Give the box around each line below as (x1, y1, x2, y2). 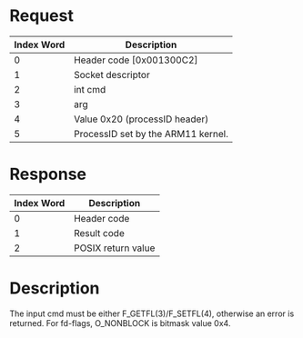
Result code (74, 226, 125, 239)
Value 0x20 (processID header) (74, 113, 209, 125)
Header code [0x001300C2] (74, 54, 198, 66)
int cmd (74, 83, 106, 95)
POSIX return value (74, 242, 156, 254)
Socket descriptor (74, 68, 150, 81)
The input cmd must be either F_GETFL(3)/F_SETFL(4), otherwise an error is (9, 308, 295, 319)
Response (9, 164, 87, 184)
